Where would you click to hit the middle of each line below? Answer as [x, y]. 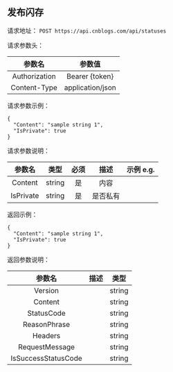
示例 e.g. [141, 169]
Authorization [34, 76]
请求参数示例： [28, 105]
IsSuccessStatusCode [47, 358]
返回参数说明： [28, 260]
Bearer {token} [90, 76]
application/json [90, 87]
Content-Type [34, 87]
